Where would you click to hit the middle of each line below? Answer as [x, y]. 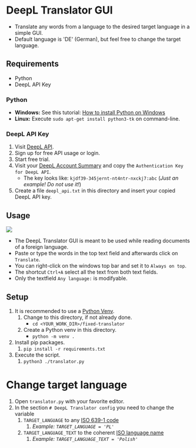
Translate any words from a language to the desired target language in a [102, 27]
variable [24, 414]
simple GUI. [29, 32]
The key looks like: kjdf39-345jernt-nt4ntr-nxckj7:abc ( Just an [101, 178]
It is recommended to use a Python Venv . [64, 311]
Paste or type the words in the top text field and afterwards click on [96, 253]
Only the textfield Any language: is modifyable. [71, 278]
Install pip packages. [40, 342]
